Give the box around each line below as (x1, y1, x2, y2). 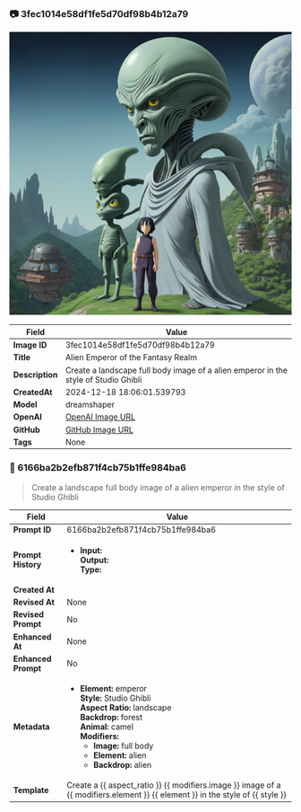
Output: (80, 554, 109, 565)
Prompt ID (13, 525, 52, 535)
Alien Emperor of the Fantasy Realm (65, 352, 197, 363)
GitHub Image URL (65, 424, 134, 435)
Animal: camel (80, 721, 134, 732)
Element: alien (93, 750, 147, 761)
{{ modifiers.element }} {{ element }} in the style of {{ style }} (66, 790, 287, 800)
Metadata (13, 721, 50, 732)
